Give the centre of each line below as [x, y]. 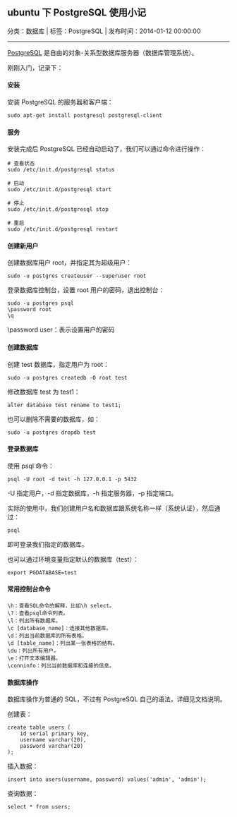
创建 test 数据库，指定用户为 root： [58, 364]
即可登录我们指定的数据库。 [48, 544]
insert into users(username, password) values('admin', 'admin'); [107, 780]
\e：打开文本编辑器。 [34, 658]
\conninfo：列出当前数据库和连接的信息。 [61, 666]
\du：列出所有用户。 [33, 651]
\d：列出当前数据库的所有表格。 [47, 636]
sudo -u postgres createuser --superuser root [77, 276]
